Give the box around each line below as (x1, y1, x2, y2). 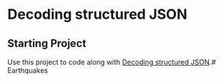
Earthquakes (7, 66, 49, 75)
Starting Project (7, 37, 87, 50)
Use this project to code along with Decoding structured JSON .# (7, 57, 217, 67)
